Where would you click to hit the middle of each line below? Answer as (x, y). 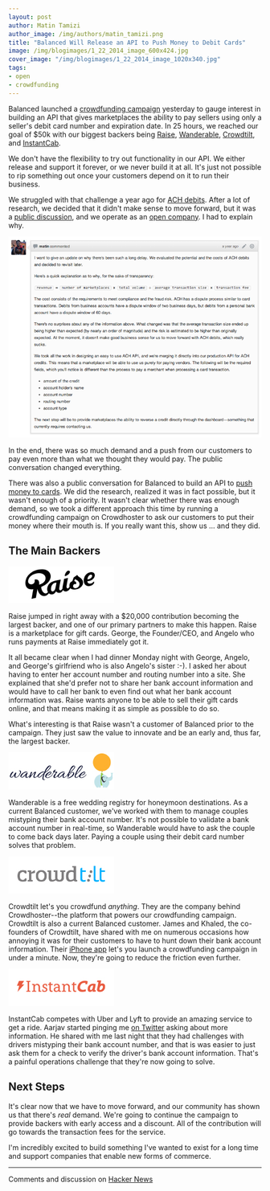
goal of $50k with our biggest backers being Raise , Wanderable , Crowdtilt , (132, 134)
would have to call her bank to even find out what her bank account (120, 691)
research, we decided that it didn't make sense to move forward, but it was (132, 208)
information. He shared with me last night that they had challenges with (126, 1036)
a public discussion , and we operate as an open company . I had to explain (131, 216)
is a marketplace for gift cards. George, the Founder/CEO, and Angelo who (131, 633)
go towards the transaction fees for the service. (87, 1132)
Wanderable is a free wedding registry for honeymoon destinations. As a (128, 802)
